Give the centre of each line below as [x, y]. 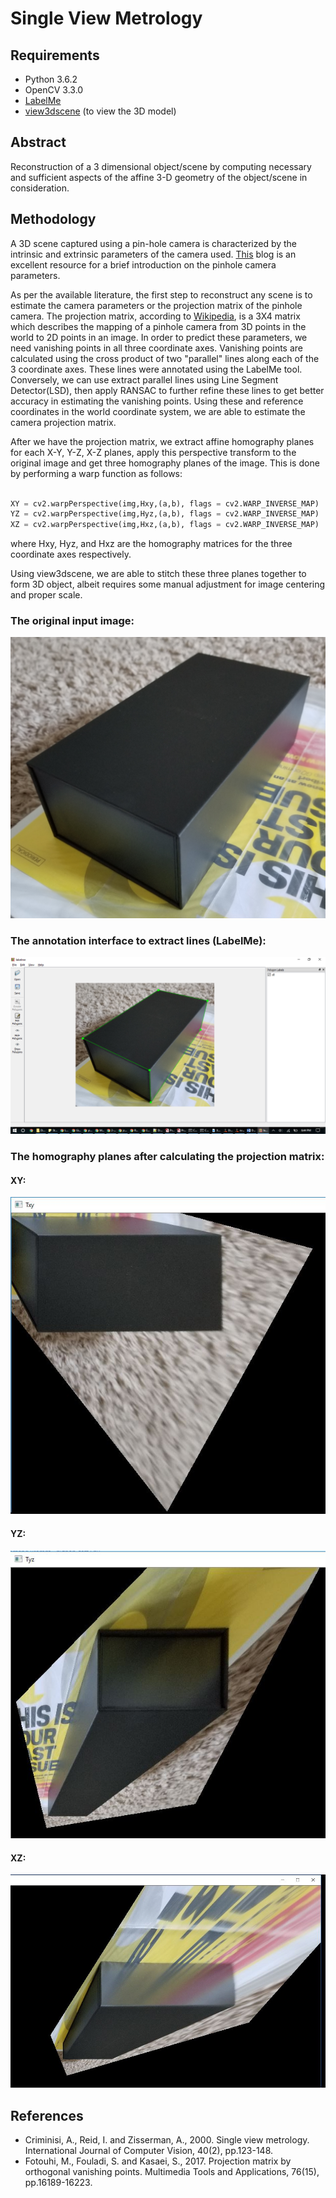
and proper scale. [46, 595]
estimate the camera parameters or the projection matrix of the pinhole [156, 305]
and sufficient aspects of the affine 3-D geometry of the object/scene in [159, 177]
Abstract [38, 142]
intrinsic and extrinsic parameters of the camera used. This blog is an [153, 254]
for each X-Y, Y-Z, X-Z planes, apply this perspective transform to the [153, 452]
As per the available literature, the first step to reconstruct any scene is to [161, 294]
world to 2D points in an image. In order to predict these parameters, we [159, 337]
